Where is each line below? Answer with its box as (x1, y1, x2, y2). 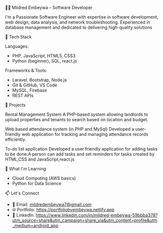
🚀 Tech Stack (5, 34, 32, 40)
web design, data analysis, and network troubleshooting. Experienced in (5, 20, 150, 25)
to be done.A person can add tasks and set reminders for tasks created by (5, 151, 155, 157)
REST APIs (12, 93, 34, 98)
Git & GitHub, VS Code (12, 82, 58, 88)
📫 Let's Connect (5, 191, 40, 196)
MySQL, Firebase (12, 87, 47, 93)
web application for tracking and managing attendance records (21, 131, 148, 137)
